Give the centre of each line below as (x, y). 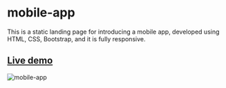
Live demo (30, 61)
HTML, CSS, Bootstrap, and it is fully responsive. (76, 38)
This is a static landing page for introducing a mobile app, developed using (113, 32)
